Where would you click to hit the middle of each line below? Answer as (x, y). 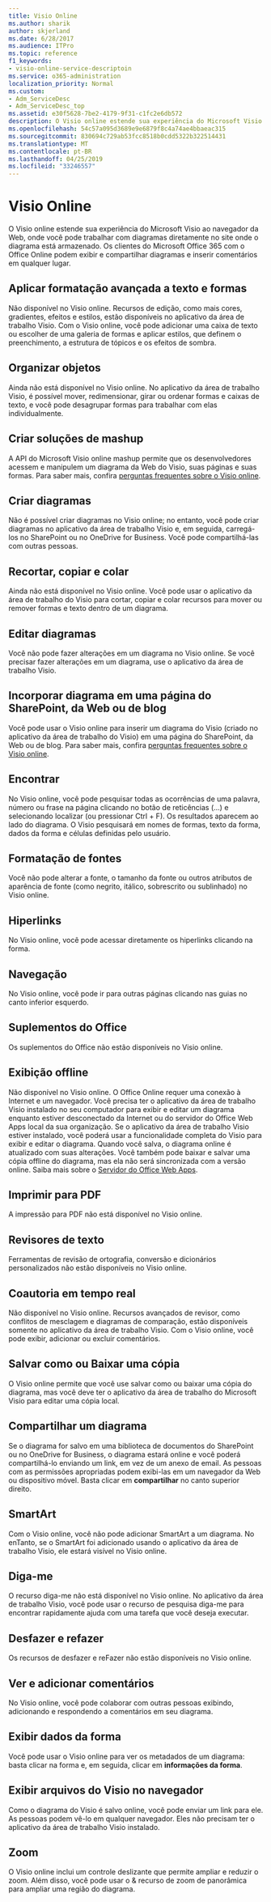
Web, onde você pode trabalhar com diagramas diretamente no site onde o (133, 238)
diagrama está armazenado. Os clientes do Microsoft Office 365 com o (127, 246)
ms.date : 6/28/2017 (41, 38)
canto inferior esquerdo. (49, 1002)
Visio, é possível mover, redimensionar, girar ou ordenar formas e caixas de (134, 396)
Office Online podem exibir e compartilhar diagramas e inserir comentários (133, 255)
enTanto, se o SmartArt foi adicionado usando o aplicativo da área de (123, 1542)
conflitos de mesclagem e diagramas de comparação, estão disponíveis (128, 1322)
